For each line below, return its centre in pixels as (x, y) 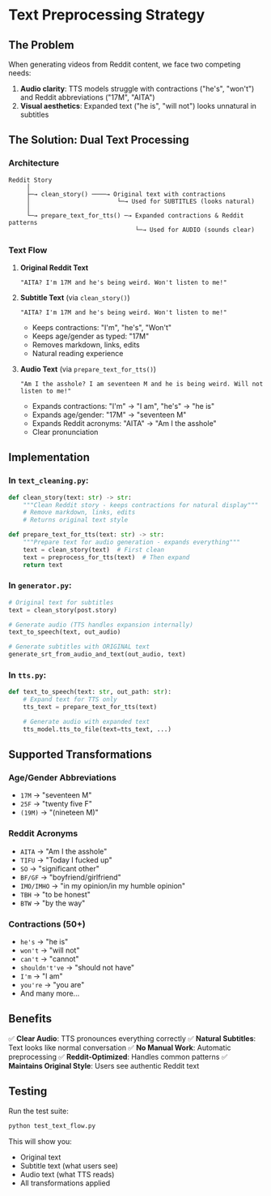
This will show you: (40, 1141)
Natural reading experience (78, 353)
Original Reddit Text (54, 267)
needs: (20, 73)
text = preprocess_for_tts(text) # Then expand (106, 557)
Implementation (49, 457)
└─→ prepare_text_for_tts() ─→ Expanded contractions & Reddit (135, 215)
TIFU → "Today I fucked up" (66, 860)
